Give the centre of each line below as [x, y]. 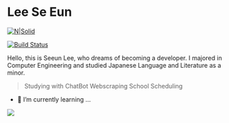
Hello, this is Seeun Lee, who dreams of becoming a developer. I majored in [115, 58]
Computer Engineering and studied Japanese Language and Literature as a [114, 65]
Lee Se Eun [40, 12]
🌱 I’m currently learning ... [54, 99]
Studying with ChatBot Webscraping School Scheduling [103, 86]
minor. [16, 73]
